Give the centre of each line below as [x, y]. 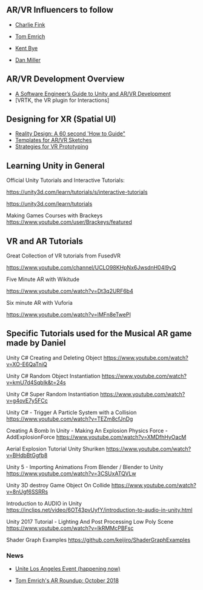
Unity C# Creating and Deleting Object [54, 358]
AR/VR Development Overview [65, 79]
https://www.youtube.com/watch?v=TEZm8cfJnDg [70, 419]
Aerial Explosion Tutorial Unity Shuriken [55, 449]
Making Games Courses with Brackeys [55, 215]
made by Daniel [36, 343]
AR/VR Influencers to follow [60, 10]
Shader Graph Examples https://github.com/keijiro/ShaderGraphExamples [98, 540]
